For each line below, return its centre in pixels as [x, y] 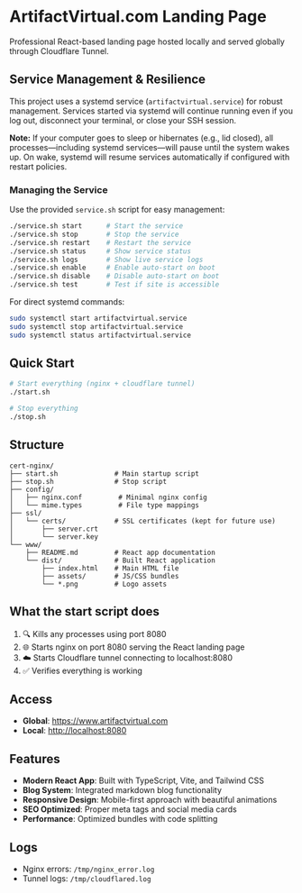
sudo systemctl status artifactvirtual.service [101, 335]
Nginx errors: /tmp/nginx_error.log [88, 869]
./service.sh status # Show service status [101, 251]
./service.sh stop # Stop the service [94, 234]
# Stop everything [44, 409]
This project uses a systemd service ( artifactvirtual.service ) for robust [146, 101]
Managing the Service [59, 189]
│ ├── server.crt [54, 529]
